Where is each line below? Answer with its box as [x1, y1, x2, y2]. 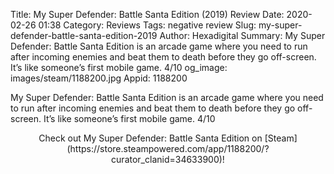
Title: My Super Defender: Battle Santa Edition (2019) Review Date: [10, 9, 285, 20]
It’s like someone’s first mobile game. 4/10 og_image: [10, 62, 228, 73]
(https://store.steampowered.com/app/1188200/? [66, 143, 270, 154]
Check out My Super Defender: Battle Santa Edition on [38, 132, 263, 144]
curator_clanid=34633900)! [111, 154, 225, 165]
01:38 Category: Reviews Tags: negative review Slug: [38, 19, 257, 31]
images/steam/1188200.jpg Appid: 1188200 [10, 72, 188, 84]
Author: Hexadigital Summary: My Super [159, 30, 326, 41]
